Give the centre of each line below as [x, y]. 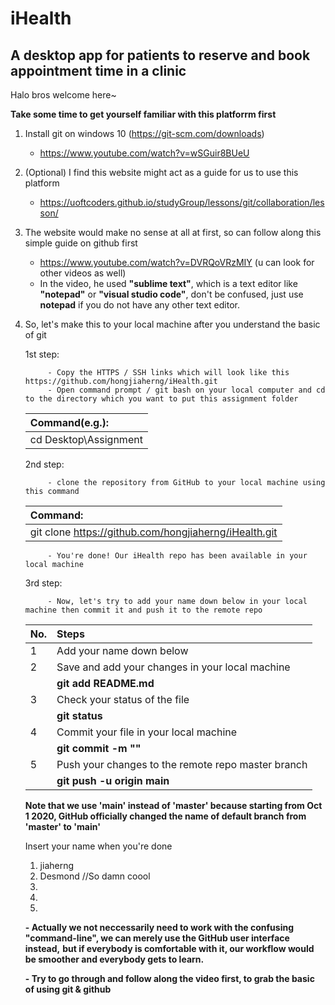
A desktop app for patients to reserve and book [160, 55]
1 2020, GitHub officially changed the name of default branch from [165, 816]
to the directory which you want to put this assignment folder [161, 399]
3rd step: [43, 583]
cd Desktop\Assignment [86, 439]
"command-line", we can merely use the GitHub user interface [157, 938]
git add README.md [105, 683]
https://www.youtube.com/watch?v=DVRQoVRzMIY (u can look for [177, 262]
